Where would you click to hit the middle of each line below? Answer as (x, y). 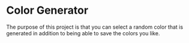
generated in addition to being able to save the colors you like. (83, 33)
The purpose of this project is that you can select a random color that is (95, 27)
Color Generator (47, 10)
